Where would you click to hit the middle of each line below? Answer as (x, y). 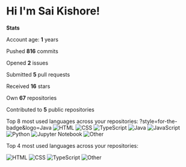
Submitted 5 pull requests (38, 74)
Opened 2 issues (27, 63)
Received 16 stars (28, 86)
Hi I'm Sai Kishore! (53, 11)
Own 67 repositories (32, 98)
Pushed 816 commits (32, 51)
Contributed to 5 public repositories (50, 109)
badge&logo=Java (29, 127)
